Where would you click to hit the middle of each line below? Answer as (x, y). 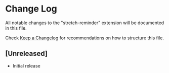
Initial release (26, 65)
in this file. (16, 28)
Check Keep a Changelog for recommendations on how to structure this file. (85, 38)
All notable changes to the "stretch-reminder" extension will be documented (85, 23)
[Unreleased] (27, 54)
